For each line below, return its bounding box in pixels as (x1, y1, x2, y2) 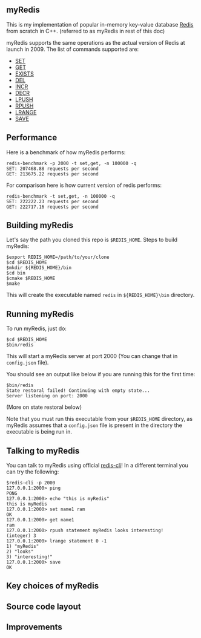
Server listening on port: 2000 (6, 393, 88, 399)
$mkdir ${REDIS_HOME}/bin (6, 265, 71, 271)
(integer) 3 (6, 533, 36, 539)
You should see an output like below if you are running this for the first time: (6, 371, 196, 378)
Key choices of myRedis (6, 581, 99, 591)
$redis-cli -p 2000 (6, 480, 56, 486)
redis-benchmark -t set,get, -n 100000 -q (6, 193, 115, 199)
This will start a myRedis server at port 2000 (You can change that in (6, 353, 178, 360)
